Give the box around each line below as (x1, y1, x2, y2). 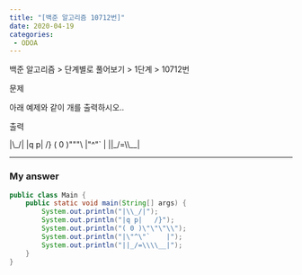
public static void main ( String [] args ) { (25, 199, 187, 208)
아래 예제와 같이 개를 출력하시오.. (9, 102, 125, 113)
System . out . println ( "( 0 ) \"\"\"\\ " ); (41, 224, 187, 234)
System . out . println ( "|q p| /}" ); (41, 216, 175, 225)
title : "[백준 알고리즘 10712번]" (9, 13, 126, 22)
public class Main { (9, 191, 87, 200)
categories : (9, 30, 54, 39)
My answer (9, 170, 60, 182)
